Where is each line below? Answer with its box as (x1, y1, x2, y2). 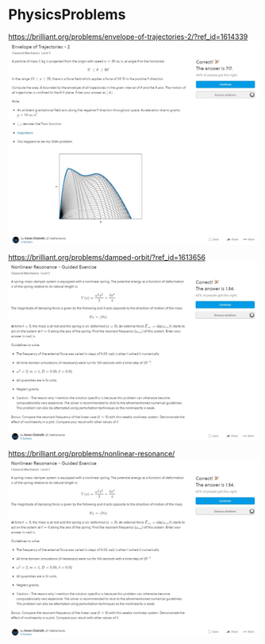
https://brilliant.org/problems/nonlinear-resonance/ (8, 448, 175, 458)
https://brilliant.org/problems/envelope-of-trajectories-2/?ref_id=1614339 (8, 32, 248, 41)
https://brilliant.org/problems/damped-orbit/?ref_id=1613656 (8, 252, 206, 262)
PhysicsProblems (8, 6, 126, 24)
